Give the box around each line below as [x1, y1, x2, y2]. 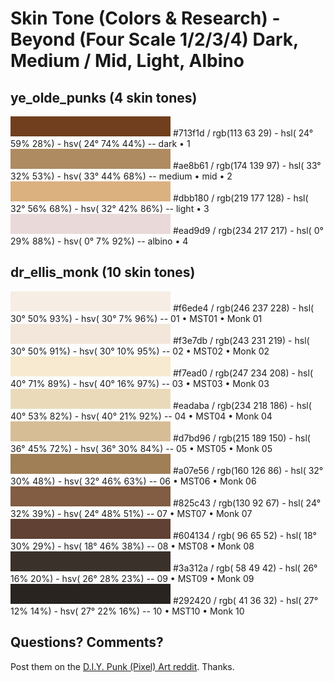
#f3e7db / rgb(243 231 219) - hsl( [172, 334, 310, 346]
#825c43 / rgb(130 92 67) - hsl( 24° [172, 497, 322, 509]
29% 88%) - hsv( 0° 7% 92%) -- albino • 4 [10, 235, 189, 247]
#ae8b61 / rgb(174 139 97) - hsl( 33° [172, 160, 322, 171]
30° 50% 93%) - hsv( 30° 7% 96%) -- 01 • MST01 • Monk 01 [10, 312, 263, 324]
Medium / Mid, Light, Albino [10, 50, 245, 72]
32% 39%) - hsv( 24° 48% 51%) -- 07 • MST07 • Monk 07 [10, 507, 253, 519]
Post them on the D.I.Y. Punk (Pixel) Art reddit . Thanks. [10, 660, 235, 672]
